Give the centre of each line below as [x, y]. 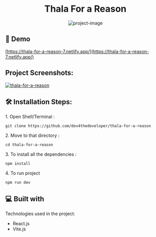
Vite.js [19, 229]
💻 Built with [25, 199]
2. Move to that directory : [33, 135]
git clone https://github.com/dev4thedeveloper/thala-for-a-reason [78, 126]
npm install [18, 164]
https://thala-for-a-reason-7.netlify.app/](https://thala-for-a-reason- [78, 51]
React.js [21, 224]
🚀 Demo [18, 39]
